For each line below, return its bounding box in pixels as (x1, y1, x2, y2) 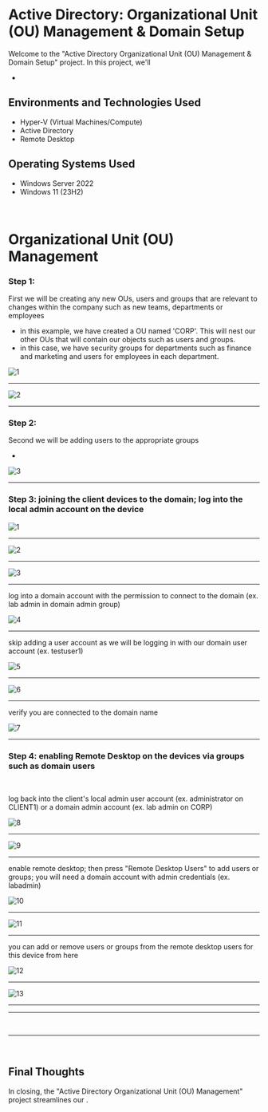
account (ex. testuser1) (8, 646, 84, 656)
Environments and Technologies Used (8, 96, 202, 109)
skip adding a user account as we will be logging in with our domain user (8, 637, 248, 647)
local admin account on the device (8, 504, 144, 515)
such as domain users (8, 760, 96, 771)
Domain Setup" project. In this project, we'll (8, 57, 151, 67)
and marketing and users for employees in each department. (19, 352, 219, 361)
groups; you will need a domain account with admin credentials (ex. (8, 872, 231, 881)
